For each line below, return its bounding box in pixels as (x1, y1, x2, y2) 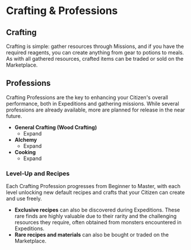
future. (6, 112, 22, 119)
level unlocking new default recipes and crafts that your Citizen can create (6, 189, 185, 196)
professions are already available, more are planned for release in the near (6, 106, 185, 113)
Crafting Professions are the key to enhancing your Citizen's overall (6, 93, 168, 100)
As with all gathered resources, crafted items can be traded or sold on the (6, 55, 184, 62)
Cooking (14, 148, 36, 155)
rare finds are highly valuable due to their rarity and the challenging (14, 213, 177, 220)
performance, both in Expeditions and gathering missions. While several (6, 100, 179, 107)
